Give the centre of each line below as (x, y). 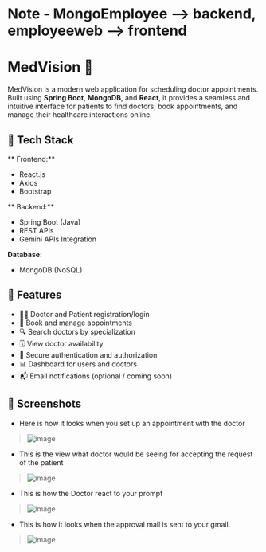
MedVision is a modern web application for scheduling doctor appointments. (133, 89)
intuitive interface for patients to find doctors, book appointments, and (123, 106)
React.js (32, 174)
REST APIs (36, 230)
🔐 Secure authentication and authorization (88, 354)
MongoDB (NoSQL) (51, 270)
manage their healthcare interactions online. (80, 115)
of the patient (41, 462)
